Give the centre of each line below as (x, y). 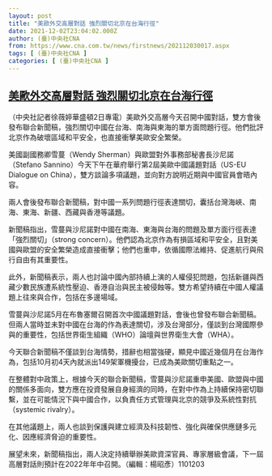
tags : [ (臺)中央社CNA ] (48, 53)
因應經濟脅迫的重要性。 (62, 436)
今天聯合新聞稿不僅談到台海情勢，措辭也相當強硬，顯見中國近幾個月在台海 (132, 351)
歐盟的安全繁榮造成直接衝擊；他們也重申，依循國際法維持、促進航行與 (139, 249)
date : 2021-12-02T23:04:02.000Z (63, 31)
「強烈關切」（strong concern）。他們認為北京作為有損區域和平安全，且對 (130, 239)
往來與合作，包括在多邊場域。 (72, 297)
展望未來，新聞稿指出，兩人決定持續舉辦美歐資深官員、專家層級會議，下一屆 (136, 453)
